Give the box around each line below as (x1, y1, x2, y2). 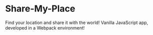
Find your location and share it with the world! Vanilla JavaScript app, (5, 19, 148, 25)
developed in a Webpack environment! (5, 24, 85, 30)
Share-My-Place (5, 3, 75, 14)
